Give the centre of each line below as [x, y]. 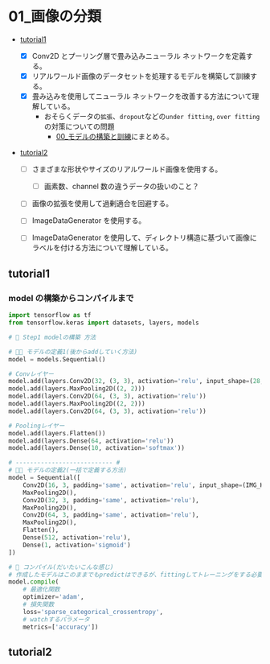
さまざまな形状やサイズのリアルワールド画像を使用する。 [127, 169]
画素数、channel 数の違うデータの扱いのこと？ [121, 187]
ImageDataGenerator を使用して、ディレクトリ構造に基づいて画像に [144, 237]
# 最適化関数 [41, 590]
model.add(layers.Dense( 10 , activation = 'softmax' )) [96, 448]
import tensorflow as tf [50, 316]
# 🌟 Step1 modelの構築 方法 [52, 337]
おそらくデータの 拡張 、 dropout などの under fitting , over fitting [152, 117]
